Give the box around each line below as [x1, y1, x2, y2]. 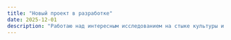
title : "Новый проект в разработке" [7, 9, 113, 17]
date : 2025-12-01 [7, 16, 57, 23]
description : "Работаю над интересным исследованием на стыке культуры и [7, 22, 225, 29]
